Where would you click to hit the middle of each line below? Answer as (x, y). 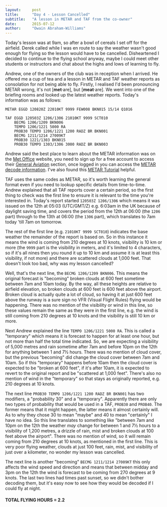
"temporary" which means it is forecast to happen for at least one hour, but (82, 336)
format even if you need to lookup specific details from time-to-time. (76, 185)
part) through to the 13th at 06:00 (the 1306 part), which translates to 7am (80, 217)
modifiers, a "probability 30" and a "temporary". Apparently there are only (81, 399)
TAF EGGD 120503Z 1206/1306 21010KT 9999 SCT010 (57, 118)
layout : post (23, 10)
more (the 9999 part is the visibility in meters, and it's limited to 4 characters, (83, 248)
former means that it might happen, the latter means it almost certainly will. (82, 410)
